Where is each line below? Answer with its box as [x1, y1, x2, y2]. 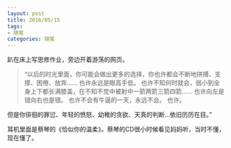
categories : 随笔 [7, 36, 55, 43]
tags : [7, 23, 23, 30]
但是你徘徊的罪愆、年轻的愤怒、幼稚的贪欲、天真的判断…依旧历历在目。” [7, 111, 212, 119]
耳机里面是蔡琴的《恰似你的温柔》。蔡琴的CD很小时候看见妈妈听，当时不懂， [7, 125, 225, 134]
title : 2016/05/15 [7, 17, 60, 23]
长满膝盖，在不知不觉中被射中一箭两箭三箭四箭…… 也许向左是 [48, 87, 225, 96]
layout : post [7, 10, 45, 17]
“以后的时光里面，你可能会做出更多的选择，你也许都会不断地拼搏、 [24, 70, 215, 78]
